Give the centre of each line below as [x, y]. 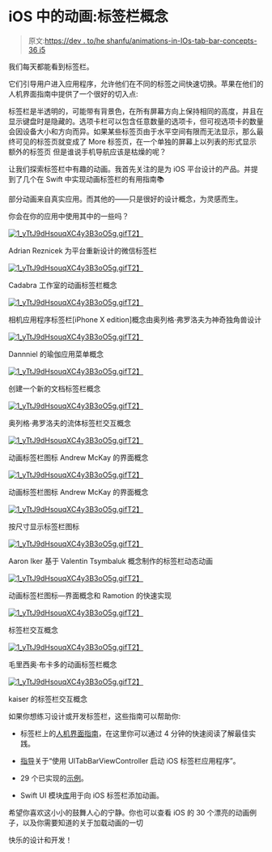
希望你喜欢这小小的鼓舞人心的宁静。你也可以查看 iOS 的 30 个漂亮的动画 [129, 812]
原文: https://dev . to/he [66, 41]
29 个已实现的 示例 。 [54, 778]
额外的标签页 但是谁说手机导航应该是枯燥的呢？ [87, 152]
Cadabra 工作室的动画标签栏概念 [63, 285]
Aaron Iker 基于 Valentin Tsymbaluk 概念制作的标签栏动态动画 [110, 561]
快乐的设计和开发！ [40, 840]
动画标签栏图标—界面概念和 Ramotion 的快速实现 [90, 595]
